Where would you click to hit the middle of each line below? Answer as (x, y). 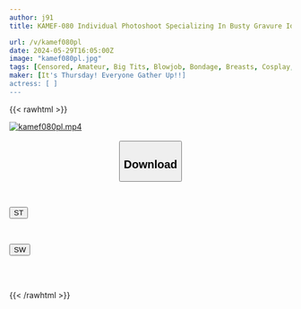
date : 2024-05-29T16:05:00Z (62, 50)
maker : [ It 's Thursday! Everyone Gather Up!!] (98, 76)
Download (150, 164)
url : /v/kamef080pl (46, 42)
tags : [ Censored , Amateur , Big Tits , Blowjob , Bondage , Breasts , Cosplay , (152, 67)
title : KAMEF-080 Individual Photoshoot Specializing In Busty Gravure (146, 26)
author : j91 (31, 17)
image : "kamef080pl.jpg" (56, 59)
